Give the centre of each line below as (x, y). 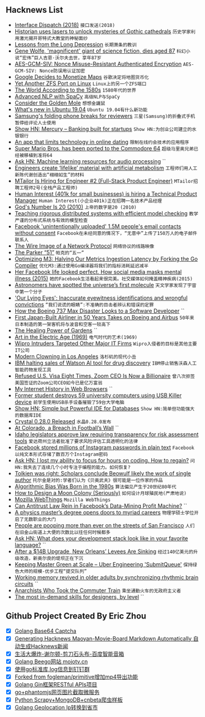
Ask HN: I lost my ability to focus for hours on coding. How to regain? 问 (105, 460)
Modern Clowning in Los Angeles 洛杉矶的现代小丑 (75, 356)
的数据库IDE (28, 415)
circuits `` (26, 584)
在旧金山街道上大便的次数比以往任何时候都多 (62, 532)
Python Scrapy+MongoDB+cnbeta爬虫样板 (69, 700)
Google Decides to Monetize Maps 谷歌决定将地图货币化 (82, 76)
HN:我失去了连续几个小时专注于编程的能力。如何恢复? (73, 467)
